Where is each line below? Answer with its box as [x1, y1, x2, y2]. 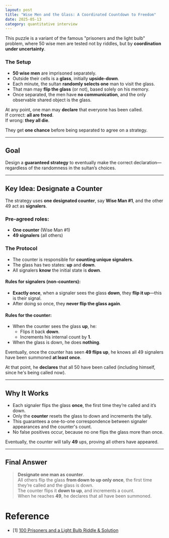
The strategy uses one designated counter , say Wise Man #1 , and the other [5, 197, 163, 204]
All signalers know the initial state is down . [12, 267, 102, 273]
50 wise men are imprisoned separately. [12, 70, 97, 76]
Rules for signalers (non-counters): [5, 279, 81, 285]
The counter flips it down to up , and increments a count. [17, 487, 135, 494]
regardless [5, 165, 28, 171]
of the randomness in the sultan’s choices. [28, 165, 116, 171]
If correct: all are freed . [5, 112, 54, 118]
